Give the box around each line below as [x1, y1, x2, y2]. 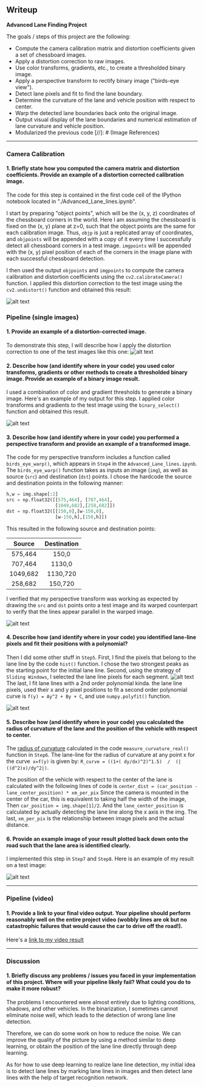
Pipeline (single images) [6, 313, 79, 322]
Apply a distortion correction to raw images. [15, 57, 126, 65]
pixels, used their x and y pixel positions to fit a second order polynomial [6, 686, 188, 694]
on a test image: [6, 862, 47, 869]
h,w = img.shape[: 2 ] [6, 491, 59, 498]
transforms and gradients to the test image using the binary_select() [6, 401, 180, 409]
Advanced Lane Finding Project [6, 21, 87, 28]
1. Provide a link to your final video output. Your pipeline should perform [6, 909, 191, 916]
